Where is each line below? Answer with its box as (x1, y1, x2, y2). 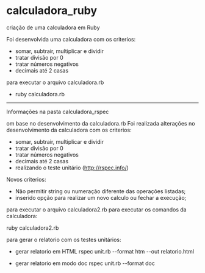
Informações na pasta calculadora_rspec (6, 108, 109, 115)
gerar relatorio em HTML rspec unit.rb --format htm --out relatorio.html (15, 247, 194, 255)
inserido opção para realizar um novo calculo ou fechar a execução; (15, 194, 187, 201)
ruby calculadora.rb (15, 90, 65, 97)
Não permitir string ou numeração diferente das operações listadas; (15, 187, 186, 195)
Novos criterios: (6, 175, 47, 183)
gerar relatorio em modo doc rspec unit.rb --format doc (15, 260, 156, 267)
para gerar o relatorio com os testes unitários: (6, 236, 121, 243)
